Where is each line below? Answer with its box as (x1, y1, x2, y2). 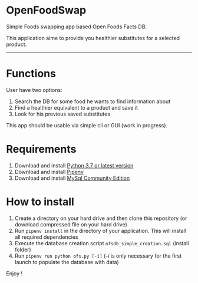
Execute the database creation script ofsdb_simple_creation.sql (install (14, 239, 189, 246)
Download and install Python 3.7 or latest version (14, 162, 134, 169)
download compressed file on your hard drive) (14, 221, 128, 228)
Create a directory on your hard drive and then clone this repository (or (14, 215, 187, 222)
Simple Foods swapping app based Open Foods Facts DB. (6, 23, 147, 30)
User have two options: (6, 86, 63, 93)
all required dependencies (14, 233, 78, 241)
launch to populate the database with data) (14, 258, 119, 265)
